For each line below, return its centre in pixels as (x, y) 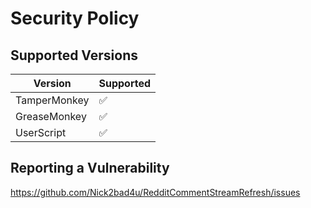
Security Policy (75, 18)
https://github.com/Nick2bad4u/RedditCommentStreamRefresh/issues (155, 192)
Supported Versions (74, 55)
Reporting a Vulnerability (90, 168)
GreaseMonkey (51, 116)
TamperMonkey (52, 100)
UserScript (41, 132)
